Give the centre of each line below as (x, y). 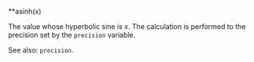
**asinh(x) (25, 11)
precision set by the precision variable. (72, 35)
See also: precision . (41, 50)
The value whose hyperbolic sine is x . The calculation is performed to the (127, 26)
